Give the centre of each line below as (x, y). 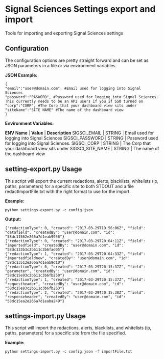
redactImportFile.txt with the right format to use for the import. (68, 191)
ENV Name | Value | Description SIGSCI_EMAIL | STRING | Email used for (80, 133)
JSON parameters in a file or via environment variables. (61, 65)
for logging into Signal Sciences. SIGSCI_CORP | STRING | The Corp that (78, 143)
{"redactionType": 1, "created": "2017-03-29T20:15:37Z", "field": (75, 279)
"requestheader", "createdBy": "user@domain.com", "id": (64, 284)
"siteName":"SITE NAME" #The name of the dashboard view (64, 110)
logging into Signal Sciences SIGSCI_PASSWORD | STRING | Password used (82, 138)
